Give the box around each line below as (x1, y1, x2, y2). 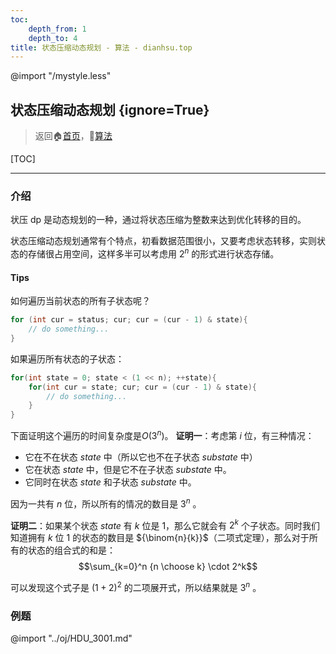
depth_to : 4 (28, 33, 78, 43)
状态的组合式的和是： (27, 544, 116, 556)
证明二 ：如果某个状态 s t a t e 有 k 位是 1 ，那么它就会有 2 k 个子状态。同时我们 (10, 517, 320, 531)
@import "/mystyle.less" (10, 70, 112, 82)
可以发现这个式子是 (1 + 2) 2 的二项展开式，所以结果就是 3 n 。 (10, 580, 262, 593)
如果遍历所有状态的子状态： (10, 352, 125, 365)
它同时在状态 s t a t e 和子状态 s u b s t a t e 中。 (24, 476, 197, 488)
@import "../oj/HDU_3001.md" (10, 632, 133, 645)
